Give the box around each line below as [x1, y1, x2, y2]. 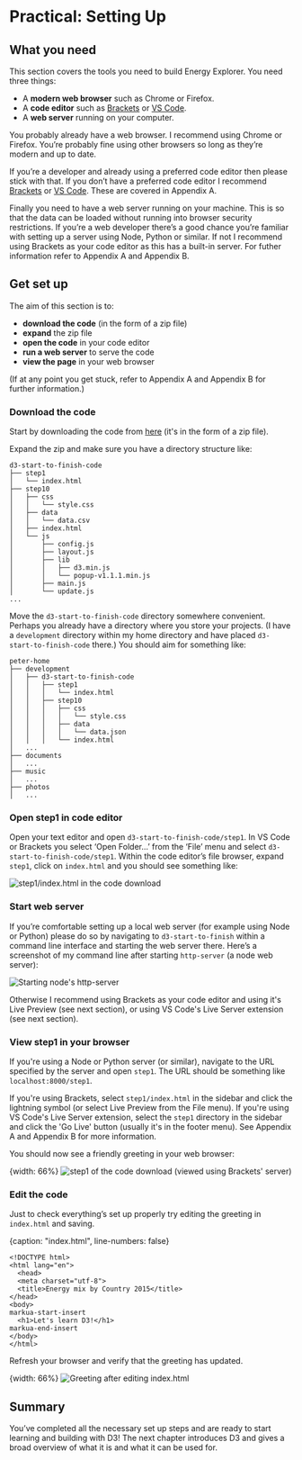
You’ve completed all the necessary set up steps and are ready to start [9, 1423, 271, 1434]
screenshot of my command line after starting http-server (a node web [9, 950, 274, 960]
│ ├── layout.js [9, 547, 94, 557]
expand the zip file [22, 327, 93, 338]
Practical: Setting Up [9, 6, 167, 27]
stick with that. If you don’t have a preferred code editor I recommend [9, 176, 267, 186]
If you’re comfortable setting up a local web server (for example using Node [9, 921, 290, 932]
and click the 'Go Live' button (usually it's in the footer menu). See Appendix [9, 1122, 292, 1131]
